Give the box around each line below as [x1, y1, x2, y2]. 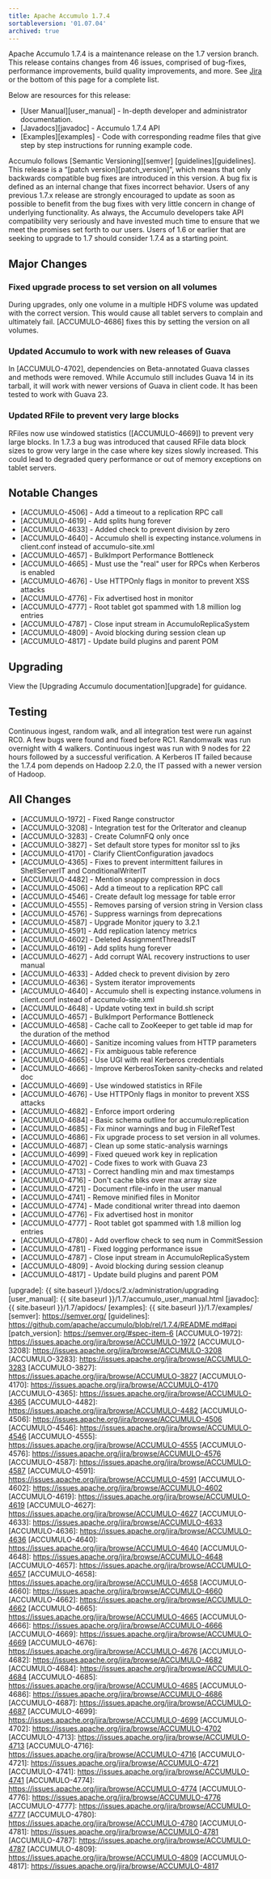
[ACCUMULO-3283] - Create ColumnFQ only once [19, 831, 189, 841]
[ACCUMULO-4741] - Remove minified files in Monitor [19, 1192, 201, 1202]
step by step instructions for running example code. [19, 141, 193, 150]
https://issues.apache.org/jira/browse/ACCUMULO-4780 [8, 1818, 198, 1828]
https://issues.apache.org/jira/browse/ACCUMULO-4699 [8, 1715, 198, 1725]
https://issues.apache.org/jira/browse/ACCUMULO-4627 [8, 1509, 198, 1518]
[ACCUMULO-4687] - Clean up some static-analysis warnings [19, 1141, 228, 1150]
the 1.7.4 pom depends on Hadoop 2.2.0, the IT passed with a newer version [8, 761, 262, 771]
